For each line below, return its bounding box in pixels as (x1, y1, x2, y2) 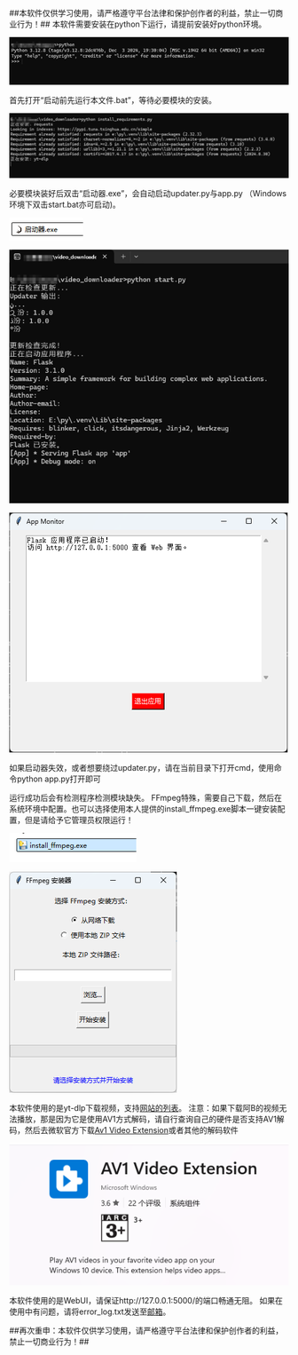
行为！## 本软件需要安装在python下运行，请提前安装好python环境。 (16, 19, 267, 29)
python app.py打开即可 (16, 773, 102, 784)
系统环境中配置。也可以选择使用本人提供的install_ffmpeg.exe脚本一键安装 (9, 804, 278, 814)
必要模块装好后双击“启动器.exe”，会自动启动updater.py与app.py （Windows (9, 188, 287, 199)
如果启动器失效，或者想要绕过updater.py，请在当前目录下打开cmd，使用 (9, 763, 275, 773)
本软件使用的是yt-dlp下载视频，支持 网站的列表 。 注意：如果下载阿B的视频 (9, 1103, 279, 1113)
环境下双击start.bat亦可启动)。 (9, 199, 122, 210)
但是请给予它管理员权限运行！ (24, 815, 134, 826)
